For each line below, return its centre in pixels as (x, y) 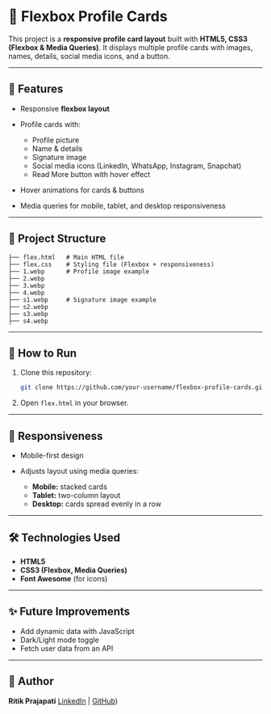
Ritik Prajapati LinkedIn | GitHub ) (63, 701)
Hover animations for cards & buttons (82, 190)
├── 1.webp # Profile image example (79, 271)
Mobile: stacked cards (69, 487)
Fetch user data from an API (67, 648)
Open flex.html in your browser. (74, 403)
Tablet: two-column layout (76, 496)
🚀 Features (36, 89)
